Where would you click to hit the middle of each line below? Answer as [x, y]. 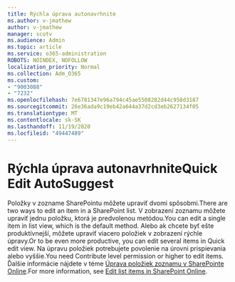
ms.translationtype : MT [43, 113]
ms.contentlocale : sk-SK [44, 120]
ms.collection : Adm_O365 [44, 73]
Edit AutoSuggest [61, 183]
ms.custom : [23, 80]
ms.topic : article [35, 47]
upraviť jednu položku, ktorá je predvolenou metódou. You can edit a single [116, 219]
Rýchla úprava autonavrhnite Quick [113, 168]
